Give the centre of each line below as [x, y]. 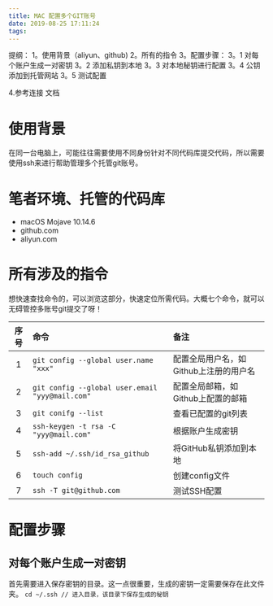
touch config [57, 475]
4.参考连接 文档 [34, 93]
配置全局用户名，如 [209, 359]
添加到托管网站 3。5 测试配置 [58, 76]
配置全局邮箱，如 [205, 386]
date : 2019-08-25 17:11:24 [54, 24]
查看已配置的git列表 [210, 414]
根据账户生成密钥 [205, 431]
